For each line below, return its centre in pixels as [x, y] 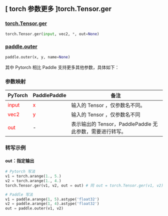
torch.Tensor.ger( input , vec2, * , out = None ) [52, 34]
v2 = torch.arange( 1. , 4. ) [33, 181]
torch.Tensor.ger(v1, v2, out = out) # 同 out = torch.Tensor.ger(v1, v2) [84, 185]
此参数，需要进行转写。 [99, 131]
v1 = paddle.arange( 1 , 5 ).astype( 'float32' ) [52, 199]
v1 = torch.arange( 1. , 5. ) [33, 176]
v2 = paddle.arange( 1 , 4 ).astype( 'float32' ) [52, 204]
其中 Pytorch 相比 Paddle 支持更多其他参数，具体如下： [62, 67]
